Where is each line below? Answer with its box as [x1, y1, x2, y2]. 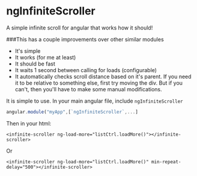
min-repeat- [151, 159, 181, 165]
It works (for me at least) [14, 53, 76, 61]
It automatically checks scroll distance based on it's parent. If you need [14, 73, 192, 80]
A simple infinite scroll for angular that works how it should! [6, 24, 153, 31]
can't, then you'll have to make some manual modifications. [14, 85, 162, 93]
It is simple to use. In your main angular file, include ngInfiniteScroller [6, 97, 183, 105]
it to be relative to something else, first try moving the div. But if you [14, 79, 183, 86]
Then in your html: [6, 120, 52, 127]
